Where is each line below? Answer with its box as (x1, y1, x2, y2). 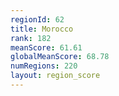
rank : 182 (10, 33, 52, 43)
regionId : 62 (10, 14, 65, 25)
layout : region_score (10, 71, 101, 81)
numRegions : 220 (10, 61, 78, 71)
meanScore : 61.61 (10, 42, 83, 53)
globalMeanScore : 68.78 (10, 52, 110, 62)
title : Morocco (10, 24, 74, 34)
